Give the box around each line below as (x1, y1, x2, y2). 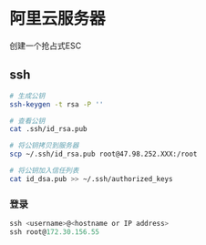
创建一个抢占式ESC (9, 40, 82, 51)
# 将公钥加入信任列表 (9, 166, 79, 175)
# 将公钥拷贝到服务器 (9, 141, 79, 150)
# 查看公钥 (9, 116, 46, 126)
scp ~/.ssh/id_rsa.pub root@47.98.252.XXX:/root (9, 149, 198, 159)
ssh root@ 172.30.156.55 (9, 227, 100, 237)
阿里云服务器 (9, 8, 107, 29)
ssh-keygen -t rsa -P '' (9, 99, 104, 109)
